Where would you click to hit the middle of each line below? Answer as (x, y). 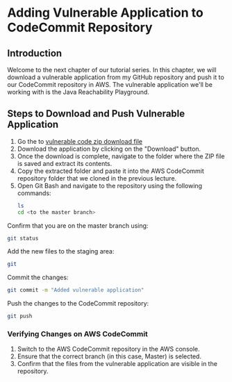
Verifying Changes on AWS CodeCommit (77, 333)
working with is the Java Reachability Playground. (78, 92)
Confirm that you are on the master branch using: (78, 225)
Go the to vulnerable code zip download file (80, 141)
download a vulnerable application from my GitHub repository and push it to (116, 77)
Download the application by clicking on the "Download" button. (109, 149)
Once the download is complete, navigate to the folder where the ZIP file (121, 156)
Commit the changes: (38, 277)
